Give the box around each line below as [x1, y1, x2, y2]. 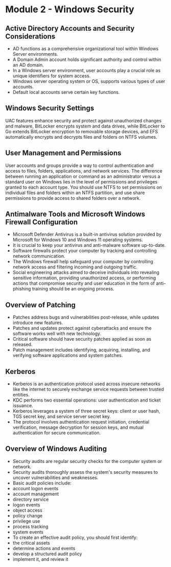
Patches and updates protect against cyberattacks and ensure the [12, 325, 152, 331]
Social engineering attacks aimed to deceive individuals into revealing [12, 269, 160, 276]
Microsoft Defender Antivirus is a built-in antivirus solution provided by [12, 232, 162, 238]
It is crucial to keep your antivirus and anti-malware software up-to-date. [12, 242, 166, 248]
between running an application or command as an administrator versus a [5, 173, 161, 179]
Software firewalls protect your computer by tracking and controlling [12, 247, 157, 254]
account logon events [12, 485, 59, 491]
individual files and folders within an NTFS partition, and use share [5, 190, 145, 196]
